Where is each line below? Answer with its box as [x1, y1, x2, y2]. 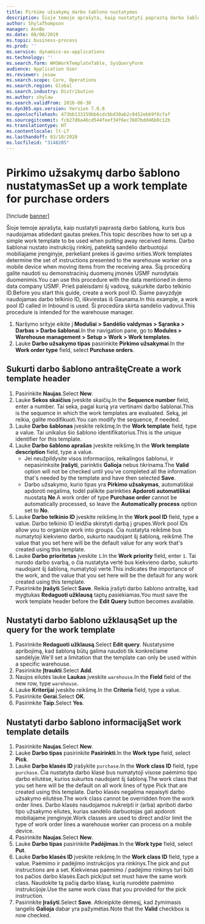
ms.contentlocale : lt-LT [6, 128, 70, 134]
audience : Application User [6, 65, 78, 72]
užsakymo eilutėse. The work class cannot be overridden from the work [15, 795, 195, 802]
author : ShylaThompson [6, 20, 64, 26]
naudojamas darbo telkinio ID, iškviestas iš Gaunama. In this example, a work [6, 295, 198, 302]
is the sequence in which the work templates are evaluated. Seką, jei [15, 409, 188, 416]
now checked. [15, 912, 51, 919]
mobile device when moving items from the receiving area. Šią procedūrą [6, 263, 190, 270]
